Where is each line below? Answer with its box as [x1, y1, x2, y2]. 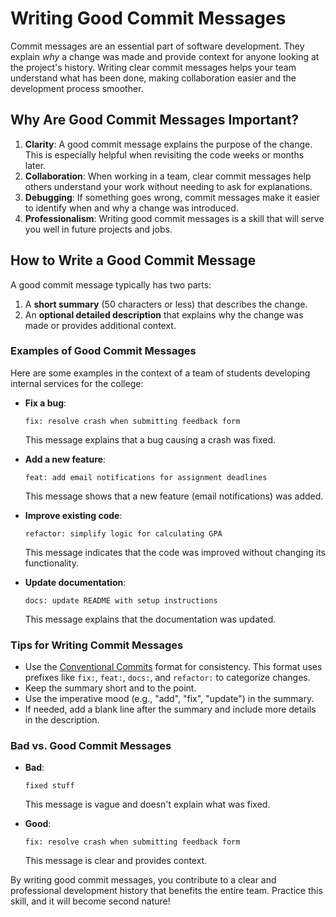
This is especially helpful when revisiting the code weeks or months [24, 148, 305, 161]
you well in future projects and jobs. [24, 223, 173, 235]
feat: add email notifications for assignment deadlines [24, 472, 268, 482]
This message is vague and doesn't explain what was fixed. [24, 798, 271, 811]
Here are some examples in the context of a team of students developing [10, 367, 311, 379]
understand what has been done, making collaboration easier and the [10, 72, 297, 84]
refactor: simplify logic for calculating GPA [24, 528, 223, 539]
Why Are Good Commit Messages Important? [10, 112, 300, 129]
